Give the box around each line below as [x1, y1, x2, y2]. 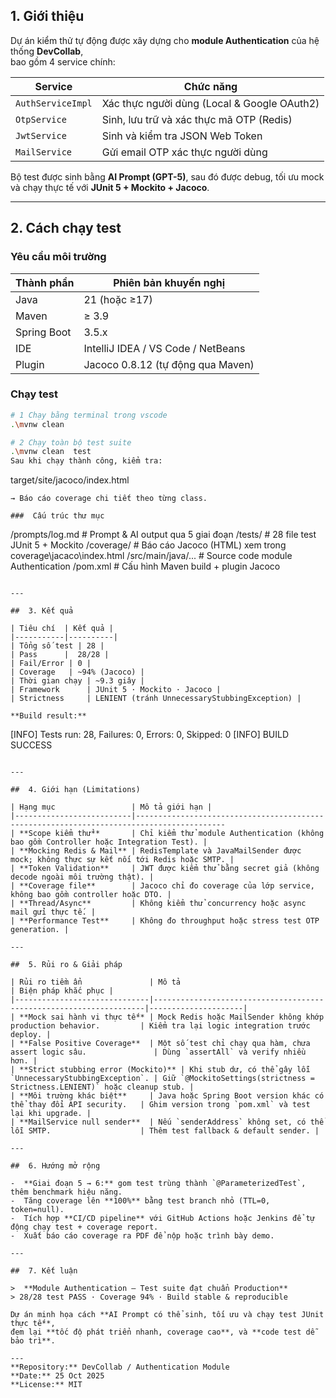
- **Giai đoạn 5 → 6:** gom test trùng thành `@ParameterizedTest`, [10, 1179, 307, 1189]
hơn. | [10, 1056, 38, 1066]
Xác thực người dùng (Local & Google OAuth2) [101, 96, 320, 110]
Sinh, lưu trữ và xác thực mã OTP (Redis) [101, 112, 293, 126]
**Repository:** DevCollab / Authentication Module [10, 1362, 230, 1373]
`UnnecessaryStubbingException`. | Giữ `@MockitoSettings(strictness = [10, 1074, 315, 1084]
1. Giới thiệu [10, 8, 85, 25]
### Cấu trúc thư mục [10, 511, 105, 521]
